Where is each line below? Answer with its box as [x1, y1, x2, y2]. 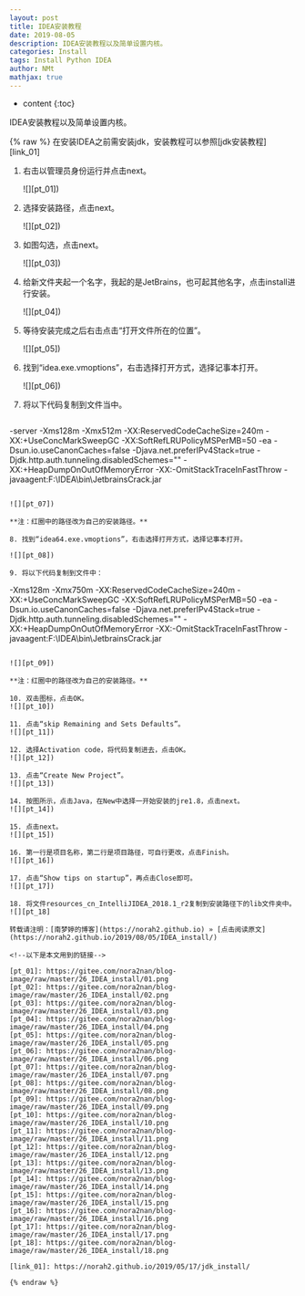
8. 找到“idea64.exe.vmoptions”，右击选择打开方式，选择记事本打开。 [9, 535, 248, 544]
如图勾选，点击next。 [22, 239, 104, 250]
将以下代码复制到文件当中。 [22, 399, 127, 410]
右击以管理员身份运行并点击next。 [22, 165, 152, 176]
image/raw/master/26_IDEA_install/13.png [9, 1165, 169, 1176]
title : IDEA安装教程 [9, 22, 82, 31]
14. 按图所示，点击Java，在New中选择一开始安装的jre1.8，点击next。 [9, 796, 244, 806]
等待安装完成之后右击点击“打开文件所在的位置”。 [22, 325, 207, 336]
